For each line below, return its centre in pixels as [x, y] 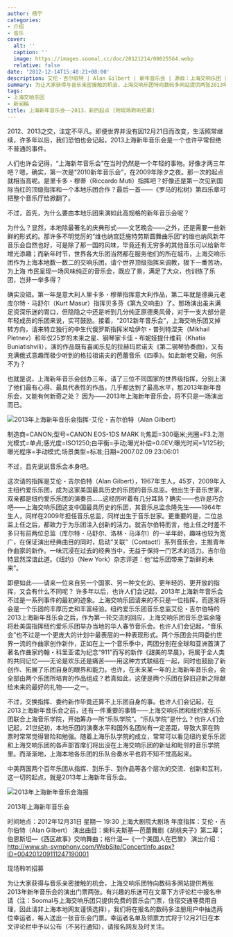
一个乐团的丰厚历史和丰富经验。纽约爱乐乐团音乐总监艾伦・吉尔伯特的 [119, 608]
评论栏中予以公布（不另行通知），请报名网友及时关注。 [90, 926]
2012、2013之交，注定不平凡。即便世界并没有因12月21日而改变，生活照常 [112, 131]
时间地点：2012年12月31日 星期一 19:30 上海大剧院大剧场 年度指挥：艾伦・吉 [116, 821]
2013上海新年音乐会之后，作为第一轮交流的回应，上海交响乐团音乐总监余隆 [114, 617]
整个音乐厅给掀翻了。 [43, 198]
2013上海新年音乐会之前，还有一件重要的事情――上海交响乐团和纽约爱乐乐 [114, 710]
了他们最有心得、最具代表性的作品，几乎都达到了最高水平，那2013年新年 [111, 387]
